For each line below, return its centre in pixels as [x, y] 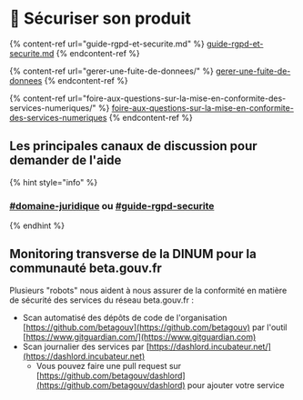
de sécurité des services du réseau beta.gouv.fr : [101, 300]
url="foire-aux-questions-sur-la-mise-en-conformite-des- [177, 98]
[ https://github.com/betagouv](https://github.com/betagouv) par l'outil [155, 327]
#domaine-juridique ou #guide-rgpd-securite [112, 205]
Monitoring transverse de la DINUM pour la [133, 254]
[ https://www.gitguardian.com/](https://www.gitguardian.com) [139, 336]
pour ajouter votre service [236, 385]
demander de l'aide [66, 160]
